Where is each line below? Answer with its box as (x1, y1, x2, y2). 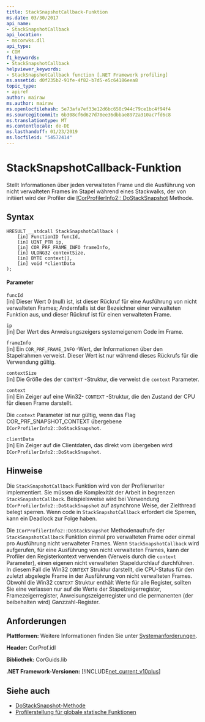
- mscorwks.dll (6, 37, 45, 44)
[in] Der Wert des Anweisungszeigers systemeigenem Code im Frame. (6, 328, 184, 335)
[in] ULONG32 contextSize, (17, 250, 86, 256)
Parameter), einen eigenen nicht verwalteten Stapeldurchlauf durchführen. (6, 559, 195, 566)
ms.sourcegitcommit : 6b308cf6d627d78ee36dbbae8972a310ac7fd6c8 (6, 112, 171, 118)
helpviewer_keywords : (6, 66, 62, 72)
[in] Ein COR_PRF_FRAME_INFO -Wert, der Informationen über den (6, 345, 163, 353)
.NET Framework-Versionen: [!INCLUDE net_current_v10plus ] (6, 668, 161, 675)
